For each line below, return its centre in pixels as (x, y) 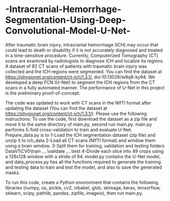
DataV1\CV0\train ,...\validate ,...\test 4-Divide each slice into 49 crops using (84, 151)
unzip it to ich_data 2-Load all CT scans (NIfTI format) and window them (80, 140)
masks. (13, 172)
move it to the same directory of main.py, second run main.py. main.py (79, 124)
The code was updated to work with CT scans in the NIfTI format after (78, 103)
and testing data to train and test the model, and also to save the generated (83, 167)
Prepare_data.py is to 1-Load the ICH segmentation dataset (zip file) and (80, 135)
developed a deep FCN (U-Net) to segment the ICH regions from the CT (80, 82)
